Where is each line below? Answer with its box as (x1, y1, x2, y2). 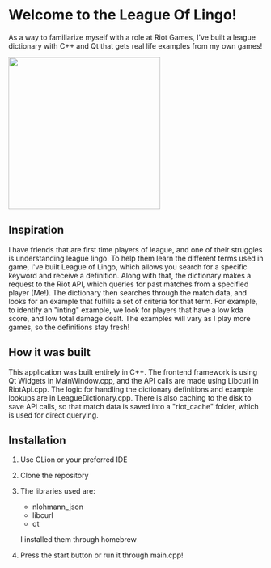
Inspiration (8, 223, 65, 237)
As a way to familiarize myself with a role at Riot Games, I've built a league (8, 32, 256, 42)
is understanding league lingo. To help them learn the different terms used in (8, 253, 264, 263)
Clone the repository (19, 471, 89, 481)
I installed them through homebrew (19, 535, 138, 545)
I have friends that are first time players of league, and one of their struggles (8, 244, 263, 254)
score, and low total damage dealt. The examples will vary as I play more (8, 313, 251, 323)
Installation (8, 433, 66, 447)
